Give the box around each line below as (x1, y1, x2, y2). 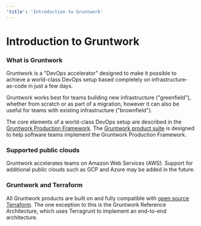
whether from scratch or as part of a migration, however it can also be (6, 100, 180, 108)
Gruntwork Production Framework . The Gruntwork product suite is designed (6, 125, 195, 132)
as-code (6, 82, 27, 90)
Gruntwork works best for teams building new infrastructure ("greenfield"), (6, 94, 191, 101)
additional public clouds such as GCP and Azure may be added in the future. (6, 166, 195, 173)
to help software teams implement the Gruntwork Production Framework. (6, 131, 187, 138)
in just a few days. (28, 82, 73, 90)
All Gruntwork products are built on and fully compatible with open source (6, 194, 189, 201)
